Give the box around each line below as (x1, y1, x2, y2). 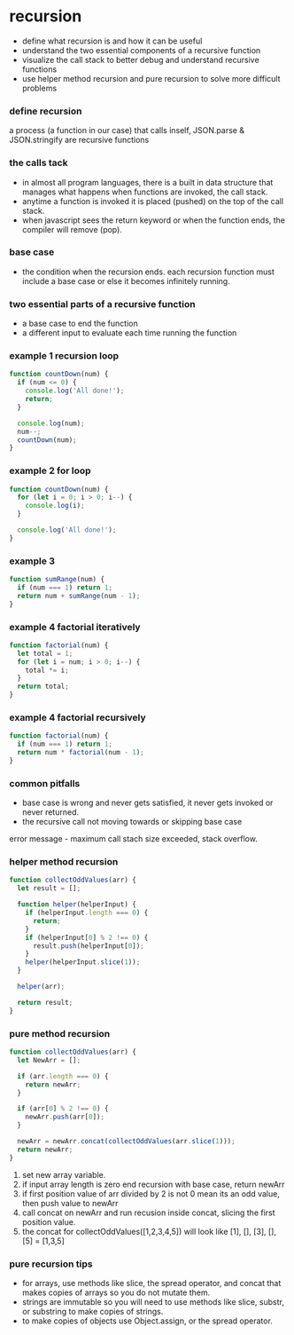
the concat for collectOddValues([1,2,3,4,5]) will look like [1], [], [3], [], (21, 1226, 277, 1236)
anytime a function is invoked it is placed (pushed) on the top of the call (21, 195, 284, 206)
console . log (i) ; (25, 502, 86, 510)
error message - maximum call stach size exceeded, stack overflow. (9, 833, 259, 844)
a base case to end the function (21, 318, 139, 329)
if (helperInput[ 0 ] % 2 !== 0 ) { (25, 933, 149, 942)
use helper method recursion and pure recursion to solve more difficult (21, 73, 281, 83)
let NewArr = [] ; (17, 1055, 81, 1064)
